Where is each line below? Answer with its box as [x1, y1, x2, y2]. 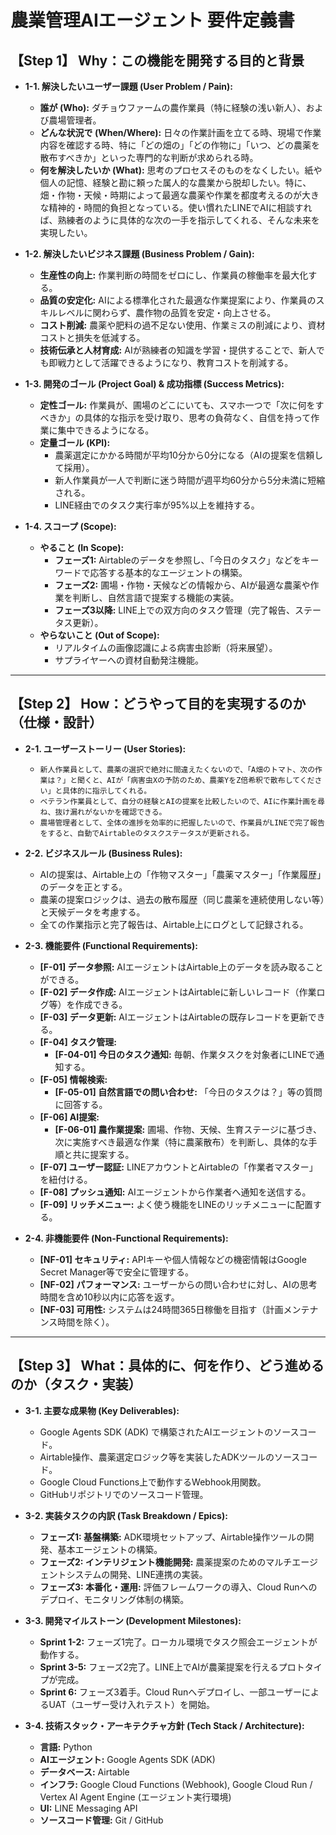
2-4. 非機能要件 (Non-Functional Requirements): [24, 1232, 229, 1244]
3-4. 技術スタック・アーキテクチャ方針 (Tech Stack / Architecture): [24, 1719, 305, 1731]
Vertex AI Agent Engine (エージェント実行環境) [39, 1791, 232, 1803]
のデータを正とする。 [39, 881, 128, 893]
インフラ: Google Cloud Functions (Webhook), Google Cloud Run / [39, 1778, 313, 1790]
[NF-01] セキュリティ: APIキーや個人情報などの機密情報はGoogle [39, 1253, 307, 1265]
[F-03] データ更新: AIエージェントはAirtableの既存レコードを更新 [39, 1011, 308, 1023]
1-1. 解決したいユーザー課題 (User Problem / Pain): [24, 81, 234, 92]
